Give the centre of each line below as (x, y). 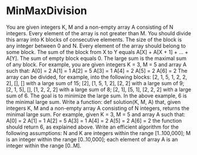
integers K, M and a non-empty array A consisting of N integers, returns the (98, 108)
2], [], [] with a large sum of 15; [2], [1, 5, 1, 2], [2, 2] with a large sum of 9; (95, 83)
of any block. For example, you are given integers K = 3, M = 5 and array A (96, 64)
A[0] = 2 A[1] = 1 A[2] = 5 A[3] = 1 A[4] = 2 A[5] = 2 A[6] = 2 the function (94, 120)
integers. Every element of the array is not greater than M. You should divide (98, 33)
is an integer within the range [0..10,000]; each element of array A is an (92, 139)
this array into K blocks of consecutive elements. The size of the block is (94, 39)
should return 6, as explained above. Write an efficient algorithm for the (93, 127)
